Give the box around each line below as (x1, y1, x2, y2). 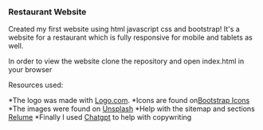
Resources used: (8, 80, 64, 90)
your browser (8, 65, 53, 75)
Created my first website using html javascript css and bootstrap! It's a (8, 25, 241, 34)
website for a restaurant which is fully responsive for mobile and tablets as (8, 32, 253, 42)
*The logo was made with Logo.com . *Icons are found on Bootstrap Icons (8, 96, 250, 105)
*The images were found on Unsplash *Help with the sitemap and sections (8, 104, 255, 113)
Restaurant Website (8, 6, 87, 17)
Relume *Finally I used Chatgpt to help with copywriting (8, 113, 192, 122)
